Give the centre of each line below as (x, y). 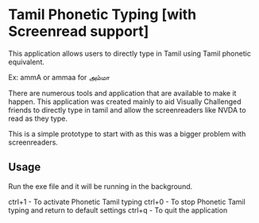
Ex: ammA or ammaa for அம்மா (59, 77)
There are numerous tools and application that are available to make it (122, 93)
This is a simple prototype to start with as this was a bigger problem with (127, 133)
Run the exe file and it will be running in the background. (101, 186)
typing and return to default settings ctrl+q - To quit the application (118, 210)
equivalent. (27, 62)
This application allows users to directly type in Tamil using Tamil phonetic (130, 53)
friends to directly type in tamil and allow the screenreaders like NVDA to (127, 110)
